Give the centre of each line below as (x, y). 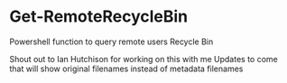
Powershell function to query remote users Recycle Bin (111, 41)
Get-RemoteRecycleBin (99, 17)
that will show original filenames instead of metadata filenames (126, 69)
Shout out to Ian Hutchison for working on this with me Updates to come (143, 59)
